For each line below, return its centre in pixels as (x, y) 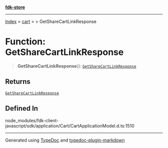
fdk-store (15, 7)
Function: (25, 42)
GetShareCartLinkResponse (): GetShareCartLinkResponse (77, 66)
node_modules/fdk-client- (32, 120)
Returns (18, 82)
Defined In (22, 108)
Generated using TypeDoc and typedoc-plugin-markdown (65, 140)
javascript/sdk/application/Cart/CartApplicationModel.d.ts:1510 (70, 126)
